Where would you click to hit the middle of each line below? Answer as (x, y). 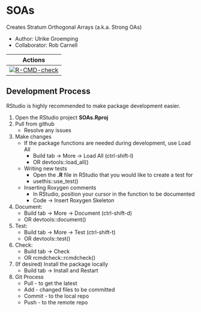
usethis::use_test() (55, 181)
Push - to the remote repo (56, 302)
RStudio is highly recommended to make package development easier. (93, 106)
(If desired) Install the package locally (61, 264)
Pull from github (35, 124)
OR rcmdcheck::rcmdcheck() (60, 257)
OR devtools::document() (55, 219)
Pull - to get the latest (50, 283)
